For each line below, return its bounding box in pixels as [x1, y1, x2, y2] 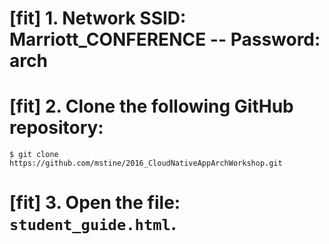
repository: [9, 117, 104, 139]
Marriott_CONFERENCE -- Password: [9, 28, 321, 51]
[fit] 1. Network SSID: [9, 7, 187, 30]
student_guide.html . [9, 213, 177, 236]
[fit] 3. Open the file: [9, 192, 181, 214]
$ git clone [9, 150, 59, 160]
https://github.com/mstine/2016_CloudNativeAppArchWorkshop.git [9, 158, 283, 169]
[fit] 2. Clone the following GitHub [9, 95, 294, 118]
